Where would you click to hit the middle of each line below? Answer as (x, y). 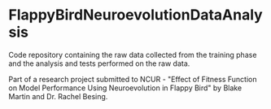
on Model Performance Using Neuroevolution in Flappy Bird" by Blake (125, 88)
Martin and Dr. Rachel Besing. (58, 96)
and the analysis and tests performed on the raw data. (99, 63)
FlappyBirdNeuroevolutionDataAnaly (135, 15)
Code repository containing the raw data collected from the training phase (133, 54)
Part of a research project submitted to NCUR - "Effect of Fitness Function (133, 79)
